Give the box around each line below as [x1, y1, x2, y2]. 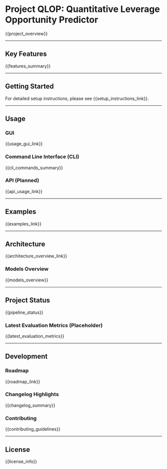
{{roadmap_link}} [5, 378, 41, 385]
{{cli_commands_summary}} [5, 165, 63, 171]
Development [5, 352, 48, 361]
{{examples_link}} [5, 221, 42, 227]
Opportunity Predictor [5, 14, 98, 25]
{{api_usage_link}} [5, 188, 43, 194]
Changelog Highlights [5, 391, 59, 398]
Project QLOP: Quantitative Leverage [5, 3, 160, 15]
